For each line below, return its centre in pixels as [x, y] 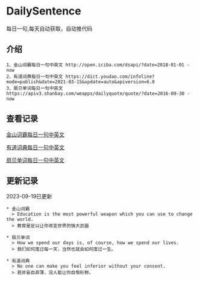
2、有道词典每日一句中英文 [35, 77]
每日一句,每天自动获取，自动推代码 [49, 28]
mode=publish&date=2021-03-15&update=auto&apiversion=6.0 [81, 82]
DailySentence [44, 11]
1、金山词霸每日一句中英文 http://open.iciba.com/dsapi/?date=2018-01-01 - [98, 65]
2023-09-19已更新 [29, 197]
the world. [20, 219]
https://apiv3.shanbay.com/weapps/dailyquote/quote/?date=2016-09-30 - [98, 93]
